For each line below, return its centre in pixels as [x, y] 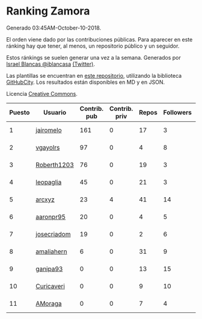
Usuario [55, 112]
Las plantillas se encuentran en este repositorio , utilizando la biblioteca [94, 75]
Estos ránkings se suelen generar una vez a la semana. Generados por [94, 57]
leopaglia [49, 182]
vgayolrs [48, 147]
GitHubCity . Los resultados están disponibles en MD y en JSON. [86, 82]
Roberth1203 [55, 165]
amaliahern [51, 251]
